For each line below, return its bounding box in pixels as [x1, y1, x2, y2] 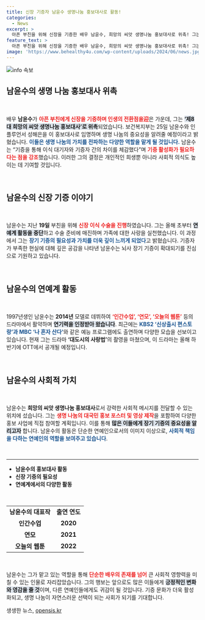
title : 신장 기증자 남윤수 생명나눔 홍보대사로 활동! [6, 9, 121, 15]
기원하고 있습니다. [17, 252, 60, 260]
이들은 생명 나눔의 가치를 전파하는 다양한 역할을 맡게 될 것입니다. [29, 138, 180, 146]
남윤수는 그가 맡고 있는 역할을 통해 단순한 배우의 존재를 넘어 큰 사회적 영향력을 [6, 571, 191, 578]
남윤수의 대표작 [9, 508, 51, 516]
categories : [6, 15, 37, 21]
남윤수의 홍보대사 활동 [15, 465, 68, 473]
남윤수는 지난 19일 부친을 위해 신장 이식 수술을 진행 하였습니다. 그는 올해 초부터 [6, 221, 192, 229]
